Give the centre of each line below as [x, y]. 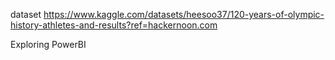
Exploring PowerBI [48, 44]
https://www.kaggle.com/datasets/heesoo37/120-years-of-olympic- [184, 14]
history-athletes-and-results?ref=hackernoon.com [114, 25]
